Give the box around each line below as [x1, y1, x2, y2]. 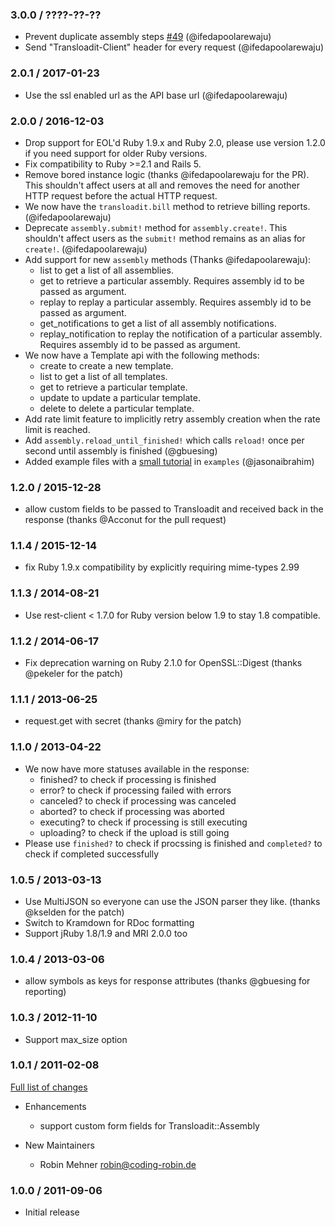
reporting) [24, 986, 67, 998]
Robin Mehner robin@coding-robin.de [39, 1158, 197, 1170]
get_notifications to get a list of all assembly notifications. [39, 317, 277, 329]
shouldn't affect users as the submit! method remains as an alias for [24, 232, 306, 244]
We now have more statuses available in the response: [24, 763, 250, 775]
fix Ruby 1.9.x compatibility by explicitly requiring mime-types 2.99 [24, 561, 300, 573]
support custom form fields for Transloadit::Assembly [39, 1119, 260, 1132]
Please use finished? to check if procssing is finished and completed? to [24, 837, 323, 849]
